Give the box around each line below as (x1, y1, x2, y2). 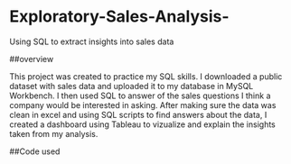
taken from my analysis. (9, 128, 99, 139)
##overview (9, 53, 54, 64)
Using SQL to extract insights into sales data (9, 36, 174, 47)
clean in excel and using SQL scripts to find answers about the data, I (9, 109, 268, 120)
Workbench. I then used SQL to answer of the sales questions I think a (9, 90, 271, 101)
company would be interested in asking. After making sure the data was (9, 99, 277, 110)
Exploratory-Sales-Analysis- (9, 6, 230, 27)
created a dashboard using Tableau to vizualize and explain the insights (9, 119, 276, 130)
